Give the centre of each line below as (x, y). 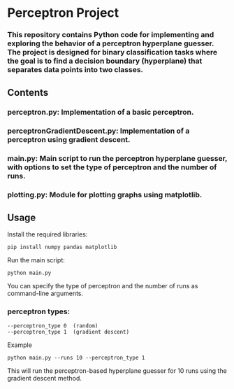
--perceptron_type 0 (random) (53, 326)
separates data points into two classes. (75, 70)
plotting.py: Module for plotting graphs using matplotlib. (105, 195)
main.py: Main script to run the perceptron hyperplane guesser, (117, 159)
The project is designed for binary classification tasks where (112, 52)
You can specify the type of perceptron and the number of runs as (103, 286)
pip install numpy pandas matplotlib (62, 247)
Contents (28, 92)
